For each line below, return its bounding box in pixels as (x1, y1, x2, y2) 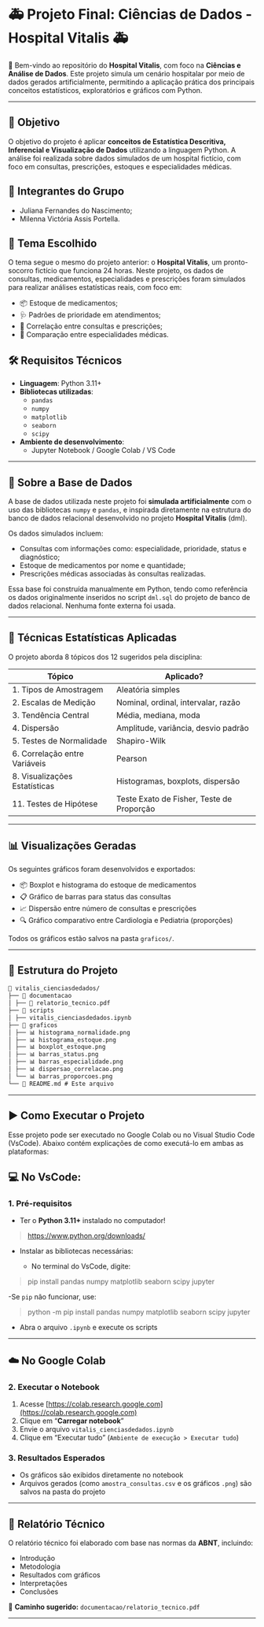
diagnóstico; (19, 552, 60, 561)
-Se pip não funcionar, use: (8, 1292, 97, 1302)
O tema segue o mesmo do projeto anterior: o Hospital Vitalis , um (8, 258, 222, 267)
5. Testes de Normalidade (12, 735, 108, 746)
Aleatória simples (116, 684, 181, 695)
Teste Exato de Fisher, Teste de (116, 793, 233, 804)
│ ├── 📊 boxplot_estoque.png (8, 1043, 106, 1051)
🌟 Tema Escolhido (8, 236, 97, 250)
